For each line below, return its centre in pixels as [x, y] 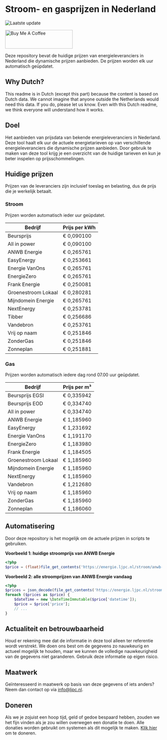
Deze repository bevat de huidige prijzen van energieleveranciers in [75, 55]
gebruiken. [16, 543]
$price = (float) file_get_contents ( [43, 567]
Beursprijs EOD [25, 403]
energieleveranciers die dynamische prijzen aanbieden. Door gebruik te [78, 148]
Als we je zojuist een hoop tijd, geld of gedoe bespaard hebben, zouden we [83, 717]
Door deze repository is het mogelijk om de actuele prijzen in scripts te [78, 538]
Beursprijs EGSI [26, 395]
